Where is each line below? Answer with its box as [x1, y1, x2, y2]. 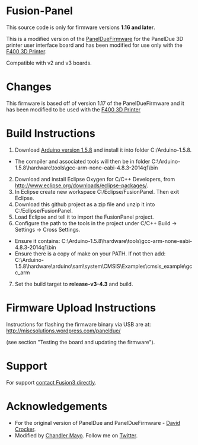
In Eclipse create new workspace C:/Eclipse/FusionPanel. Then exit [14, 188, 180, 195]
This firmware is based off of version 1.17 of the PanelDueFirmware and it [6, 100, 185, 107]
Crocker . [14, 425, 36, 433]
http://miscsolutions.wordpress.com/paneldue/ [6, 327, 121, 334]
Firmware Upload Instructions [6, 301, 156, 315]
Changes [6, 80, 52, 94]
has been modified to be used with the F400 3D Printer [6, 105, 141, 113]
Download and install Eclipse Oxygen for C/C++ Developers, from [14, 175, 175, 183]
